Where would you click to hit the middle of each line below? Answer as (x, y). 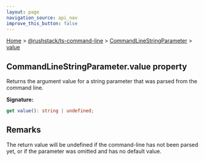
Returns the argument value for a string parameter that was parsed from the (102, 81)
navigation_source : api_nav (42, 18)
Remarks (24, 130)
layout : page (23, 12)
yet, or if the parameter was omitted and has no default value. (84, 151)
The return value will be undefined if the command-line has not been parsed (102, 144)
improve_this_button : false (42, 23)
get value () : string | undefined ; (50, 111)
